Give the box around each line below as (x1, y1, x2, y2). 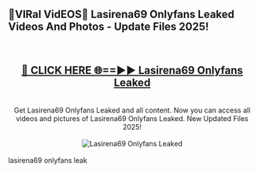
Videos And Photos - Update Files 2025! (8, 20, 209, 34)
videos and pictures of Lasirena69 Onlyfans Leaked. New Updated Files (15, 113, 249, 123)
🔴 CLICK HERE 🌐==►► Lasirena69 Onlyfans (20, 64, 244, 77)
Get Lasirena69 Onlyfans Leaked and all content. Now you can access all (13, 105, 251, 115)
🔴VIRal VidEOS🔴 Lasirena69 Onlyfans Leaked (8, 8, 234, 21)
